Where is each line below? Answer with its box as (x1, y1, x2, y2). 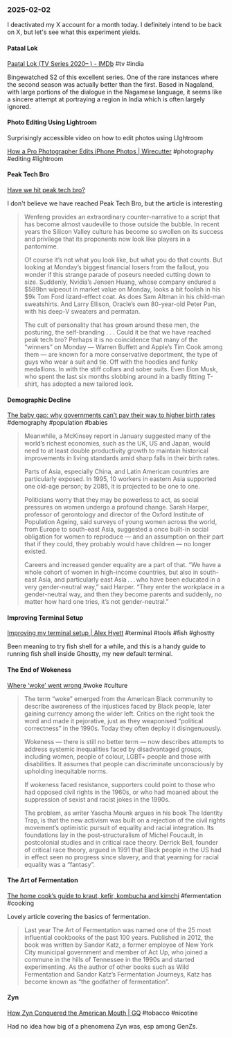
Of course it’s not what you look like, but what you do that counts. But (24, 255, 223, 264)
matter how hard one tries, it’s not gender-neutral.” (24, 598, 169, 606)
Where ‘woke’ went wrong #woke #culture (7, 681, 128, 689)
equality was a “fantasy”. (24, 860, 96, 868)
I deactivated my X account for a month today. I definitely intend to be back (7, 21, 222, 29)
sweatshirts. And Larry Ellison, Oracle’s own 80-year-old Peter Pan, (24, 300, 217, 308)
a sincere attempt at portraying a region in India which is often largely (7, 95, 206, 103)
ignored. (7, 102, 31, 110)
